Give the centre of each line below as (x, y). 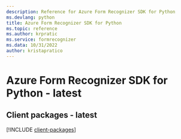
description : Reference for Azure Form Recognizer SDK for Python (91, 12)
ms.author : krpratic (32, 34)
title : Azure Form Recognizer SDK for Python (64, 23)
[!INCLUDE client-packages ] (41, 129)
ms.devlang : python (31, 17)
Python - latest (44, 93)
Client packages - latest (52, 115)
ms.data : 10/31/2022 (32, 46)
